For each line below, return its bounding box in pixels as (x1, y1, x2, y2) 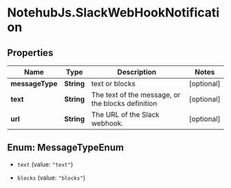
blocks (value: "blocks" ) (16, 174, 86, 182)
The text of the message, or (91, 90, 181, 99)
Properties (7, 47, 54, 59)
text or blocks (91, 79, 136, 88)
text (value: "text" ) (16, 160, 74, 168)
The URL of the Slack (91, 110, 160, 119)
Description (117, 67, 157, 76)
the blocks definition (91, 98, 157, 108)
